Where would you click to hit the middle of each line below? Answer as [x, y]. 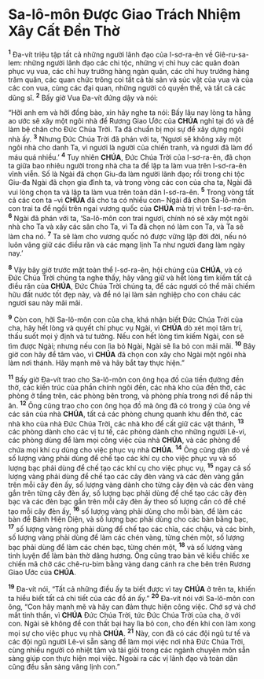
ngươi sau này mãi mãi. [45, 303]
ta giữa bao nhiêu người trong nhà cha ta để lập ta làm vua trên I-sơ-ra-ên [128, 165]
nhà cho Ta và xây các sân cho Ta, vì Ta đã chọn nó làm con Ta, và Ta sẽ [126, 227]
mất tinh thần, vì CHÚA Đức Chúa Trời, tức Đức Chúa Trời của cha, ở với [125, 615]
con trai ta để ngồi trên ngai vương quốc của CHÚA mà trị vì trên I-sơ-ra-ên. [131, 208]
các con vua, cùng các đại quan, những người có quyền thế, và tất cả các [127, 87]
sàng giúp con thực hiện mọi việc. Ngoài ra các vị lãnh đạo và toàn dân [123, 658]
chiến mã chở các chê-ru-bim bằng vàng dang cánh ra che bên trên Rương [130, 563]
